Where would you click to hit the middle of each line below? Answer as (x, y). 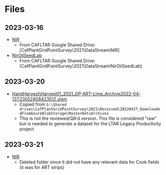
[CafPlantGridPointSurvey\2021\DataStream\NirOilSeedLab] (81, 66)
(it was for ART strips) (42, 167)
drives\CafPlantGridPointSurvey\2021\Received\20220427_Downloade (90, 109)
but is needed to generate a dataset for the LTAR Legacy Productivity (90, 124)
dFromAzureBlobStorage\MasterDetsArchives (64, 113)
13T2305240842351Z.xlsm (40, 99)
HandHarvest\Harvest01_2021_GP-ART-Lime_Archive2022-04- (76, 94)
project (27, 129)
